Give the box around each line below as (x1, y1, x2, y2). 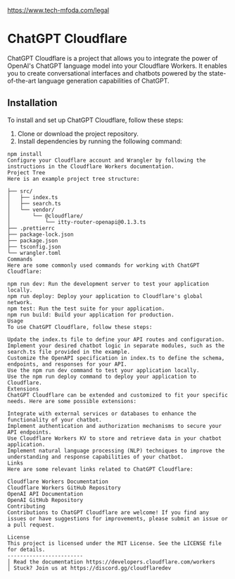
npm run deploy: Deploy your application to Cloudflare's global (7, 292, 203, 299)
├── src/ (7, 187, 33, 195)
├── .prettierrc (7, 225, 55, 232)
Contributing (7, 503, 46, 510)
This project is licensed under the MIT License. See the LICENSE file (7, 539, 222, 547)
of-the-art (7, 76, 37, 85)
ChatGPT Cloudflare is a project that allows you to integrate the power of (7, 54, 218, 62)
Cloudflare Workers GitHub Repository (7, 484, 121, 491)
